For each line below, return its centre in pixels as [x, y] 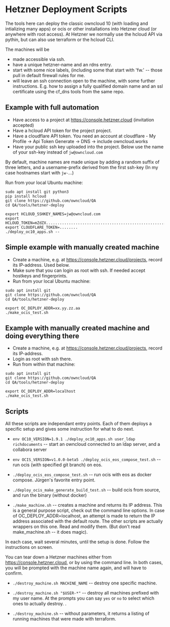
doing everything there [42, 336]
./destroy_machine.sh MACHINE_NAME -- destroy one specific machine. [85, 583]
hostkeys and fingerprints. [40, 275]
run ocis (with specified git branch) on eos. [57, 465]
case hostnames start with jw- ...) [40, 172]
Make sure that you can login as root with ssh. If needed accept [79, 270]
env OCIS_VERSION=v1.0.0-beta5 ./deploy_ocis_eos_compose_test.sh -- [87, 460]
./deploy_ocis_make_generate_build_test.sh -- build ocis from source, [86, 490]
